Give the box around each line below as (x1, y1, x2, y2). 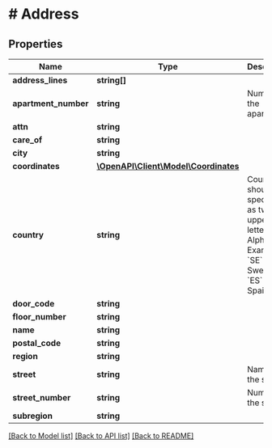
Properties (8, 37, 63, 51)
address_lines (12, 74, 68, 86)
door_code (12, 298, 55, 309)
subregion (12, 410, 53, 421)
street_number (12, 392, 71, 403)
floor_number (12, 311, 66, 322)
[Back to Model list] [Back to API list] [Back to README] (8, 431, 194, 441)
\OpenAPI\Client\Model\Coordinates (96, 161, 240, 171)
